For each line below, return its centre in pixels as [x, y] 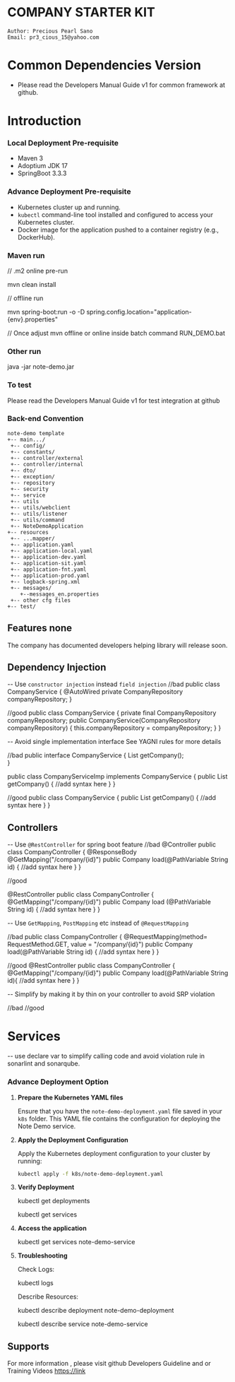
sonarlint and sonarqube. [44, 1063]
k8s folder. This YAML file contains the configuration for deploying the [119, 1118]
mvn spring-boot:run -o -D [46, 312]
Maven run [26, 255]
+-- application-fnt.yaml [48, 569]
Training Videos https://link [47, 1371]
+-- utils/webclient [41, 507]
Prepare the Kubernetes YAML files [70, 1097]
